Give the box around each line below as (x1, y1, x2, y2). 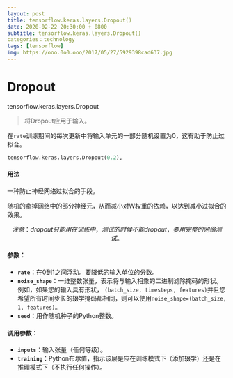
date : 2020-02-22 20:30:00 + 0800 (7, 23, 108, 30)
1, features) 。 (17, 303, 61, 311)
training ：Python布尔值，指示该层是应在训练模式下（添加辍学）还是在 (17, 354, 221, 363)
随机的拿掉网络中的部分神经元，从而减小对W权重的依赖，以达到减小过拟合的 (7, 202, 227, 210)
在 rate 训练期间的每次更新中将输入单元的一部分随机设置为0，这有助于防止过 (7, 131, 225, 139)
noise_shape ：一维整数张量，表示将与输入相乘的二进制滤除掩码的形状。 (17, 277, 223, 285)
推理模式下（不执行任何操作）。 (17, 363, 106, 372)
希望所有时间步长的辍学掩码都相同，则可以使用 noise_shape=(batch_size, (17, 294, 227, 303)
